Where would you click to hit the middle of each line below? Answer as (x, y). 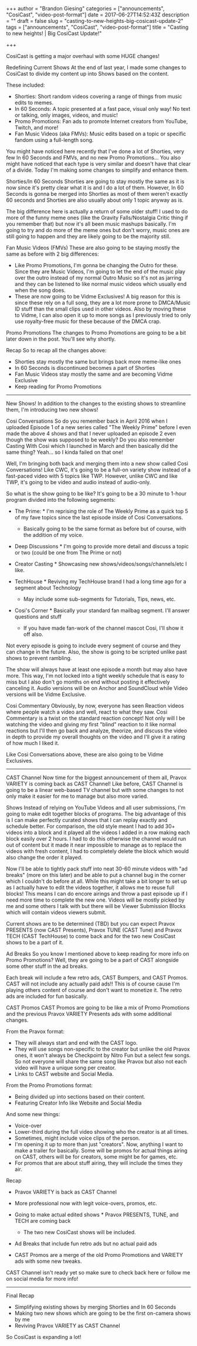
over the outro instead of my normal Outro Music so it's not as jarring (98, 278)
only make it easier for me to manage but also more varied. (77, 796)
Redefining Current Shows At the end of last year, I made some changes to (96, 67)
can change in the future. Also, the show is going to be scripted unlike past (96, 652)
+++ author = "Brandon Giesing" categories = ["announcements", (86, 9)
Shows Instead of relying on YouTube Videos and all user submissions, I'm (96, 808)
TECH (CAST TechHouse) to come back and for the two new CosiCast (91, 936)
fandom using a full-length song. (54, 140)
